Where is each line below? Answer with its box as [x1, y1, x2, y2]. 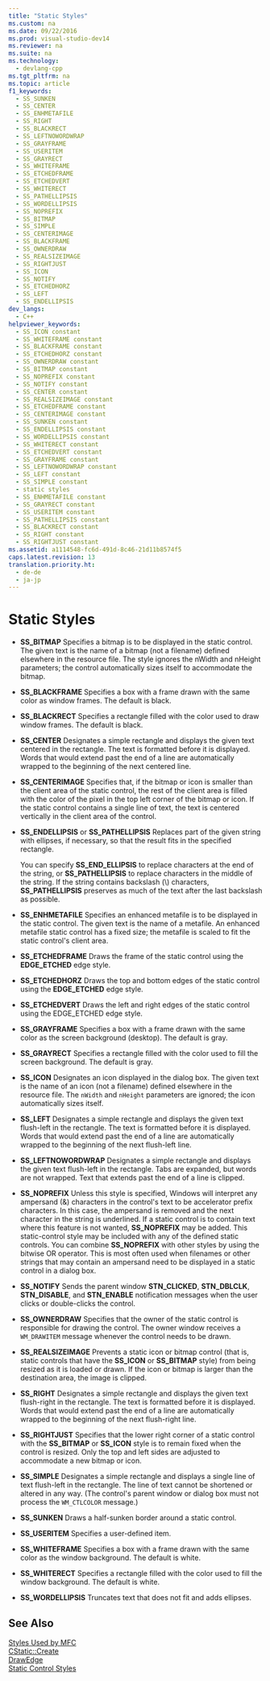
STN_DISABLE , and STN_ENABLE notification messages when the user [19, 1290, 258, 1300]
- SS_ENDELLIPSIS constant [15, 425, 106, 433]
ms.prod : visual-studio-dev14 [8, 34, 110, 43]
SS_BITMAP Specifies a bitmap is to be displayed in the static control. [19, 637, 253, 647]
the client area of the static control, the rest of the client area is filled [19, 786, 247, 796]
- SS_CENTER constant [15, 387, 89, 396]
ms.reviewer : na [8, 42, 63, 50]
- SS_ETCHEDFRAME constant [15, 403, 106, 411]
